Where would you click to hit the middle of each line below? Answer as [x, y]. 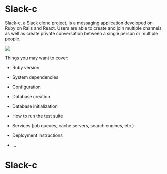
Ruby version [26, 67]
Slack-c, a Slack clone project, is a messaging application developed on [79, 23]
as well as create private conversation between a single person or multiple [82, 33]
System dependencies [35, 77]
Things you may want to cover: [37, 58]
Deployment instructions [38, 135]
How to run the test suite [38, 116]
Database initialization [35, 106]
